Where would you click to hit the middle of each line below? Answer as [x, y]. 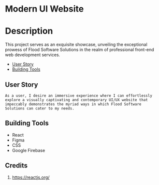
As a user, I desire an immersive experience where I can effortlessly [79, 95]
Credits [16, 166]
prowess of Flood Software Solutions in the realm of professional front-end [80, 50]
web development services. [33, 55]
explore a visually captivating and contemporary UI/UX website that [77, 100]
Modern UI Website [44, 9]
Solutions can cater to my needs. [40, 108]
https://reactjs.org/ [31, 177]
